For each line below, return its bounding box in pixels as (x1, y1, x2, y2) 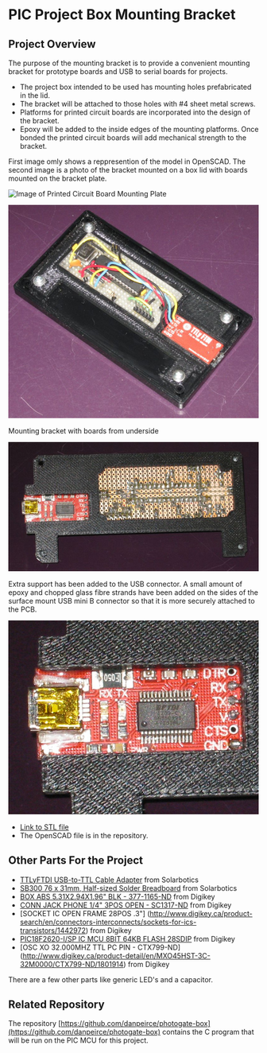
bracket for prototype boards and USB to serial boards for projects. (8, 67, 228, 76)
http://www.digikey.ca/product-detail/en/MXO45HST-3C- (22, 950, 211, 960)
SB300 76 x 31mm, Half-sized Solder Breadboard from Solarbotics (19, 883, 238, 892)
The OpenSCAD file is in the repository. (19, 830, 149, 840)
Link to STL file (19, 822, 69, 832)
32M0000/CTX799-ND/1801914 (19, 959, 124, 969)
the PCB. (8, 604, 37, 614)
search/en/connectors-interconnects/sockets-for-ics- (19, 917, 197, 927)
